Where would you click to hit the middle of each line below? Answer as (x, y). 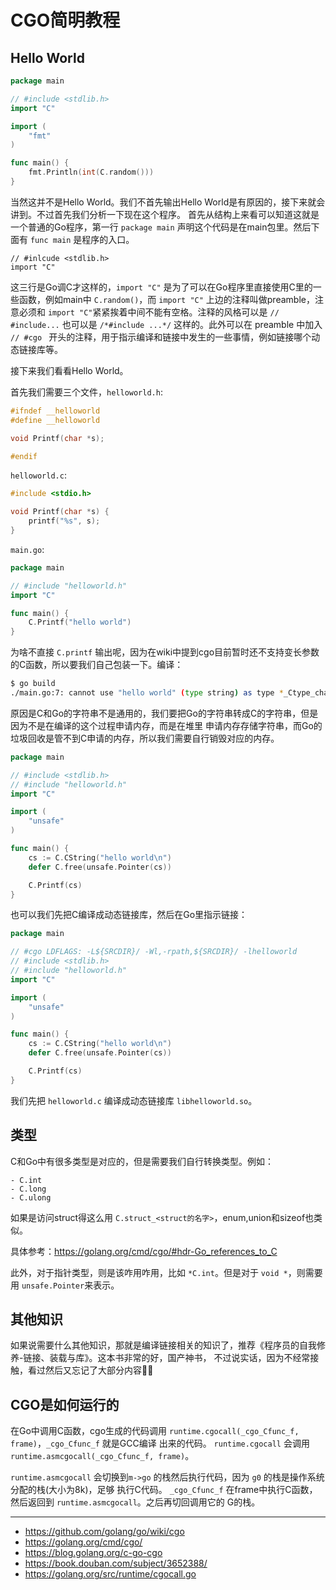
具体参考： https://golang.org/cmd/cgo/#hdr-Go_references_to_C (144, 1251)
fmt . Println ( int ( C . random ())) (91, 172)
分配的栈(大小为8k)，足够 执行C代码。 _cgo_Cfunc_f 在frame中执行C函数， (164, 1490)
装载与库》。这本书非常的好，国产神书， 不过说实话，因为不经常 (180, 1358)
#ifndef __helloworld (55, 411)
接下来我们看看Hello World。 (69, 370)
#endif (24, 456)
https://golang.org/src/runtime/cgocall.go (110, 1574)
